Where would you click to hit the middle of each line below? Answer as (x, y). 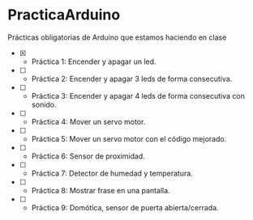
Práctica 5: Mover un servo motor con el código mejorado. (129, 138)
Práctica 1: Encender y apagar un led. (94, 61)
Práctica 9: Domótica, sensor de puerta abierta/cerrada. (125, 207)
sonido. (44, 104)
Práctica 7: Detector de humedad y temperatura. (112, 173)
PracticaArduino (64, 15)
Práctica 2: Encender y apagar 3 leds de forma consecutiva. (132, 78)
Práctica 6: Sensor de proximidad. (88, 156)
